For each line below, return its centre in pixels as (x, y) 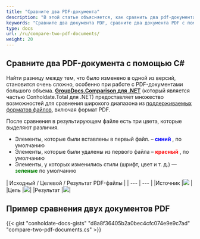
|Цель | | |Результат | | (39, 190)
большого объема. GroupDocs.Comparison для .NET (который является (98, 91)
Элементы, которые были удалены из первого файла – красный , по (102, 151)
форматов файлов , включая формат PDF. (58, 109)
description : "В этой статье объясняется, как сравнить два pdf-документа (101, 17)
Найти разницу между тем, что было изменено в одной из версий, (91, 77)
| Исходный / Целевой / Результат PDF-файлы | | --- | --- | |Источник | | (99, 183)
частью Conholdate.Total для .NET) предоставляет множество (85, 97)
